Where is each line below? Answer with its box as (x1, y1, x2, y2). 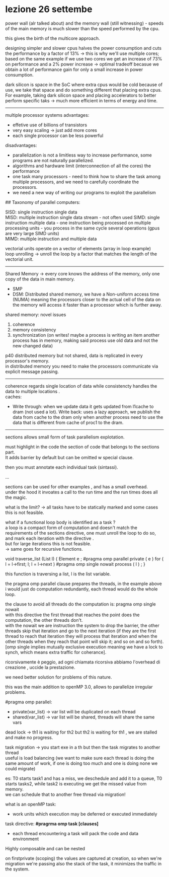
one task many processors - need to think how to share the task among (12, 173, 161, 179)
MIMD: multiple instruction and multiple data (5, 236, 97, 242)
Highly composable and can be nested (5, 845, 86, 851)
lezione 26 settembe (5, 4, 93, 15)
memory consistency (12, 326, 56, 333)
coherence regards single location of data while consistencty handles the (5, 383, 157, 389)
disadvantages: (5, 142, 37, 148)
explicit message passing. (5, 369, 59, 375)
